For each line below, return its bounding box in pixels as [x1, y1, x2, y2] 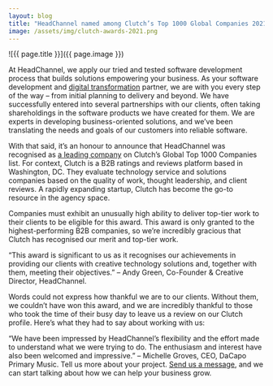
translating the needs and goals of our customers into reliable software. [8, 125, 248, 135]
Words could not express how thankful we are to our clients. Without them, [8, 292, 258, 301]
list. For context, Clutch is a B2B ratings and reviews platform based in [8, 158, 244, 168]
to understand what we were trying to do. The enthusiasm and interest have [8, 342, 262, 352]
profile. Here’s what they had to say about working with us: [8, 318, 206, 327]
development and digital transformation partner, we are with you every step [8, 82, 262, 92]
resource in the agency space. [8, 193, 110, 203]
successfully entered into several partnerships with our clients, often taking [8, 99, 261, 110]
